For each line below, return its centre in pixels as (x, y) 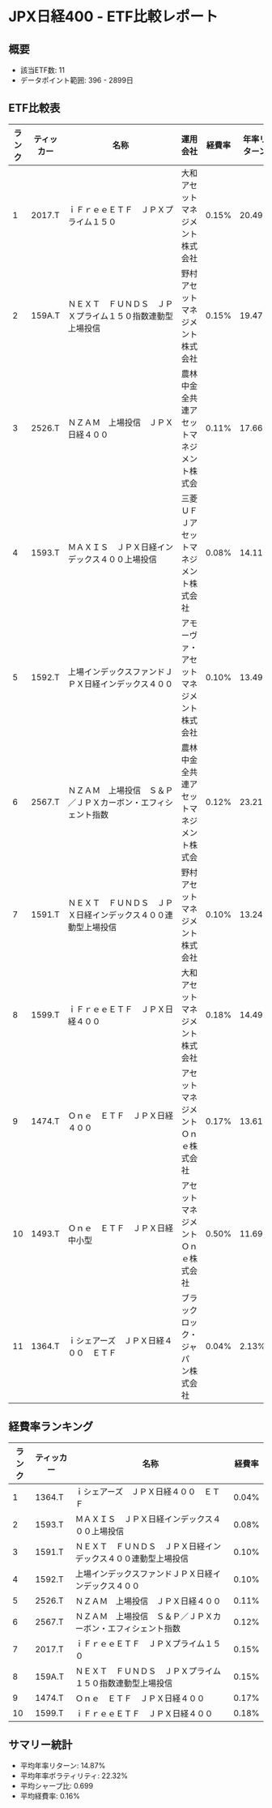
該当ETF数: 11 (42, 70)
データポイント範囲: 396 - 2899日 (76, 80)
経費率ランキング (51, 1427)
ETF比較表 (34, 108)
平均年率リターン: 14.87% (63, 1766)
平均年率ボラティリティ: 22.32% (74, 1776)
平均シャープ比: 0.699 (57, 1786)
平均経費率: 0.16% (50, 1796)
